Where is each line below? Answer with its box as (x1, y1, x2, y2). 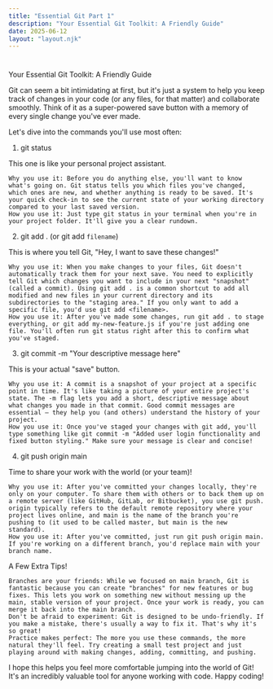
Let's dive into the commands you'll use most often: (8, 127, 182, 137)
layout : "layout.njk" (8, 34, 82, 43)
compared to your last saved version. (8, 203, 140, 212)
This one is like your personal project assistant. (8, 159, 167, 169)
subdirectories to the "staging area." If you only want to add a (8, 299, 239, 307)
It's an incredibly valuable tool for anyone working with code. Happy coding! (8, 671, 265, 681)
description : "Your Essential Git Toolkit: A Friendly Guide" (8, 20, 224, 28)
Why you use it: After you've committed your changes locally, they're (8, 483, 257, 491)
